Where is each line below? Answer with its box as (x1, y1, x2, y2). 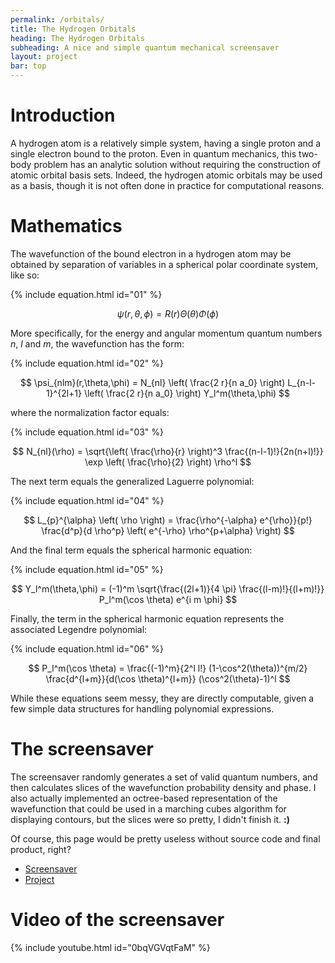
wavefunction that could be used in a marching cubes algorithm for (10, 802, 287, 815)
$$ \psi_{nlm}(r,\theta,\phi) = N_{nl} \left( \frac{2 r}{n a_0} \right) (19, 376, 286, 388)
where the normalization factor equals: (10, 406, 170, 418)
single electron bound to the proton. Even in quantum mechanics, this (10, 147, 297, 160)
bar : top (10, 61, 47, 71)
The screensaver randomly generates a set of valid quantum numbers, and (10, 771, 318, 783)
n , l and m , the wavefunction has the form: (10, 337, 185, 350)
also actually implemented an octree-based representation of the (10, 792, 278, 804)
